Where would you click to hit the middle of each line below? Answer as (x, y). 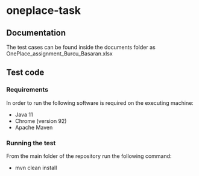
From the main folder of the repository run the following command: (89, 156)
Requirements (27, 90)
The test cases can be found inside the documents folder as (81, 47)
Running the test (31, 143)
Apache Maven (34, 127)
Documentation (36, 33)
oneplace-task (44, 11)
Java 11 (24, 115)
